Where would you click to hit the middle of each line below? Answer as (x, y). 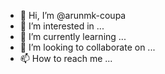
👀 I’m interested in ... (62, 26)
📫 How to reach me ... (66, 58)
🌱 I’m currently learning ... (73, 36)
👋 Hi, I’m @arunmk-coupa (73, 15)
